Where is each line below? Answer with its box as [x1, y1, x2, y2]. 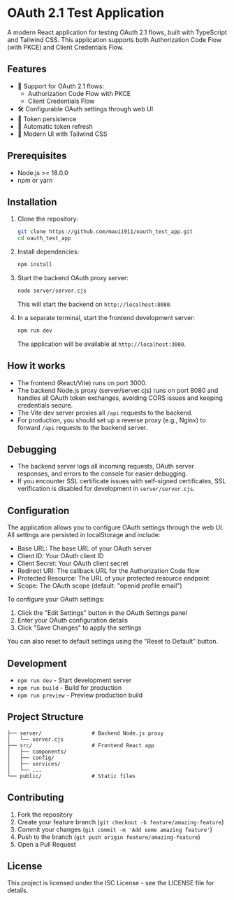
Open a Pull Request [17, 840, 77, 848]
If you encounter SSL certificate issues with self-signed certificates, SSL [17, 477, 226, 485]
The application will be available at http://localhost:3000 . [17, 340, 187, 348]
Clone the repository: [17, 215, 79, 223]
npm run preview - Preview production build [17, 691, 143, 699]
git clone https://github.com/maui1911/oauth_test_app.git [17, 228, 193, 235]
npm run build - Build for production [17, 684, 122, 691]
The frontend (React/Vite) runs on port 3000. [17, 378, 147, 387]
